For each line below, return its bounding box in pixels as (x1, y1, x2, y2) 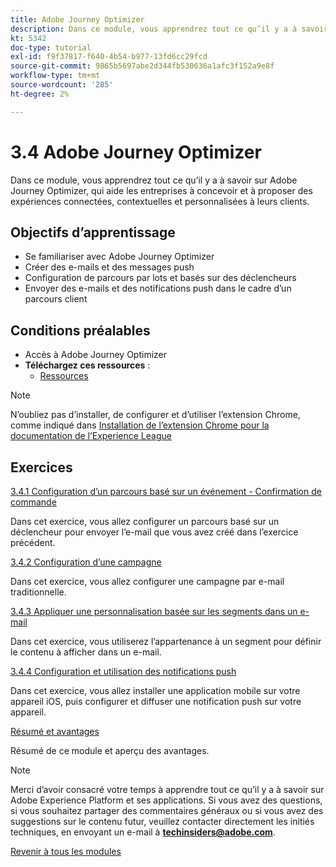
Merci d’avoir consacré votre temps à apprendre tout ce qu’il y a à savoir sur (10, 784, 325, 795)
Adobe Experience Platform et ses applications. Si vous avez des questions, (10, 794, 323, 806)
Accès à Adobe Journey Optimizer (24, 349, 168, 361)
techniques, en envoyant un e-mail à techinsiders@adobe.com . (10, 826, 276, 838)
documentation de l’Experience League (10, 430, 172, 442)
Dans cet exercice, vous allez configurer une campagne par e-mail (10, 576, 285, 587)
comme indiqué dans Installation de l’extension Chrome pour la (10, 419, 270, 431)
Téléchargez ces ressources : (24, 359, 151, 371)
